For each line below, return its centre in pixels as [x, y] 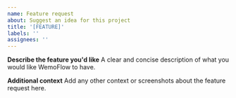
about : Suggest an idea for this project [69, 20]
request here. [27, 88]
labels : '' [23, 33]
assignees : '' [28, 40]
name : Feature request [41, 14]
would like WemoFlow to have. [51, 67]
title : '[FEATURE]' [36, 27]
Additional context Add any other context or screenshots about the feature [117, 80]
